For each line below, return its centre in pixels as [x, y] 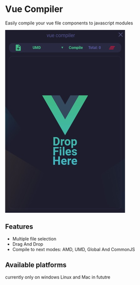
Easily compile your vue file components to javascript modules [69, 23]
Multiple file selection [34, 239]
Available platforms [36, 265]
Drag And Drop [28, 244]
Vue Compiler [34, 9]
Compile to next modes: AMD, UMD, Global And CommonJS [73, 249]
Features [19, 227]
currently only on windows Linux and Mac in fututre [58, 277]
